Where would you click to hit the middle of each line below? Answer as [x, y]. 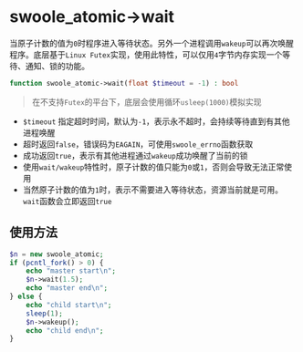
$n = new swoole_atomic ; [57, 254]
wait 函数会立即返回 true [67, 201]
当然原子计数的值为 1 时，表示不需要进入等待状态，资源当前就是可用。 [152, 190]
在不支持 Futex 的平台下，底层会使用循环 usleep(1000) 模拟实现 [146, 101]
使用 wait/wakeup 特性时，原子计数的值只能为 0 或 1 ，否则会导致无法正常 [153, 167]
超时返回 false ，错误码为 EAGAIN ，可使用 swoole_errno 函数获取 [138, 144]
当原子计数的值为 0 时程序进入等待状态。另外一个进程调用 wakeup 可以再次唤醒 [152, 43]
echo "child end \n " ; [65, 330]
